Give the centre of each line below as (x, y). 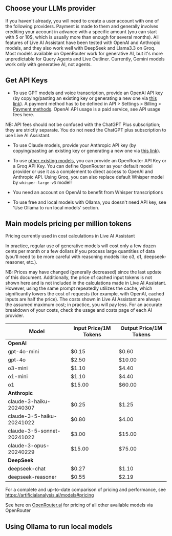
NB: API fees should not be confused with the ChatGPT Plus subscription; (83, 124)
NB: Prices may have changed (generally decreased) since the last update (84, 272)
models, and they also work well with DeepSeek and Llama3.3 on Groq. (80, 48)
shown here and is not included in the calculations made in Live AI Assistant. (86, 283)
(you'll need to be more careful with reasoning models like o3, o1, (74, 257)
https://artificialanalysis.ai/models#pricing (50, 495)
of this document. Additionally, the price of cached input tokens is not (79, 277)
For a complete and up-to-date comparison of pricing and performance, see (86, 490)
